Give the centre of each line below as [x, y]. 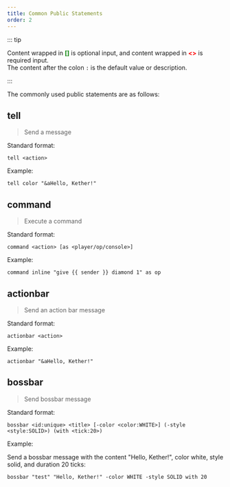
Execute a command [53, 221]
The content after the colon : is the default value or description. [97, 67]
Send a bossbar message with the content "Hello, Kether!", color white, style [115, 457]
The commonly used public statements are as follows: [83, 94]
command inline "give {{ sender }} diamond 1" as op [84, 272]
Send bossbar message [57, 399]
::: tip [14, 39]
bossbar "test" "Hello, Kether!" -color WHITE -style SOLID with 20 [107, 477]
